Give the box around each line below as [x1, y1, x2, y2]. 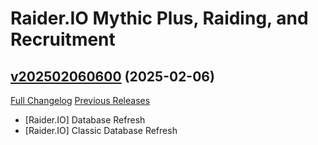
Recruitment [10, 28, 116, 51]
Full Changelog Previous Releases [10, 95, 151, 106]
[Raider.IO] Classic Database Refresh [24, 125, 178, 136]
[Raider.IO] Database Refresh [24, 114, 146, 126]
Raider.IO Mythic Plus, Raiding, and [10, 7, 309, 30]
